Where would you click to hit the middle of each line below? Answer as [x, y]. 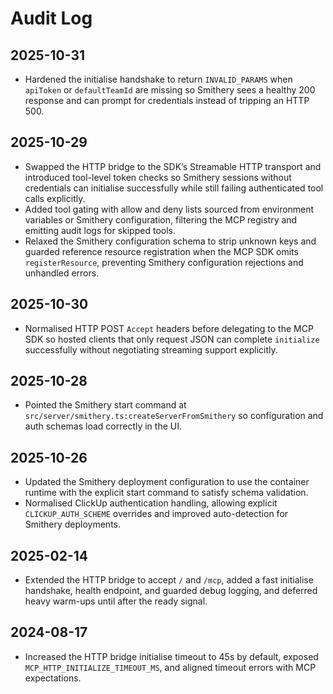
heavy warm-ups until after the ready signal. [116, 601]
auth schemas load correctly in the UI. [103, 426]
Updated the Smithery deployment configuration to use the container [167, 482]
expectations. [53, 678]
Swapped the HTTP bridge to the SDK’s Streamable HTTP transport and [173, 166]
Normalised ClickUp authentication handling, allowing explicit [151, 503]
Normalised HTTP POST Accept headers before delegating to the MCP [169, 328]
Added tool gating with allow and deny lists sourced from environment [169, 209]
